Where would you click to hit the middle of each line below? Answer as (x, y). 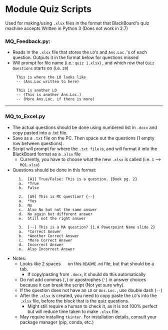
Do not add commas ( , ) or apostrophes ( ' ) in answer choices (83, 279)
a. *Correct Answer (40, 231)
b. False (28, 188)
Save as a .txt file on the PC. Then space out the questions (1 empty (83, 138)
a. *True (28, 183)
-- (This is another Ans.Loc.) (49, 95)
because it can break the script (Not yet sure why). (72, 285)
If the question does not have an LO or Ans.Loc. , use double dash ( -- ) (91, 290)
